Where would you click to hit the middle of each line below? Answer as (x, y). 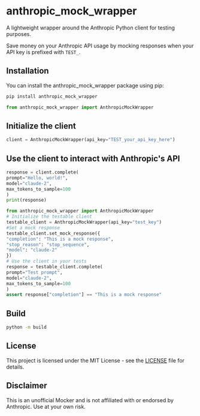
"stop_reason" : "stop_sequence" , (48, 244)
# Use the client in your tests (46, 261)
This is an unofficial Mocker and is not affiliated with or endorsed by (90, 400)
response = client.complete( (43, 172)
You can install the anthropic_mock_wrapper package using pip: (85, 85)
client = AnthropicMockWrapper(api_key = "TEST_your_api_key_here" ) (91, 140)
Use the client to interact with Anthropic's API (93, 158)
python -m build (26, 327)
